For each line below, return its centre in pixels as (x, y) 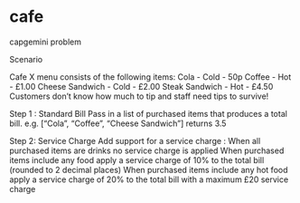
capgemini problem (45, 42)
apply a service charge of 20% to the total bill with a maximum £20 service (149, 179)
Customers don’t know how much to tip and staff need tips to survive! (139, 96)
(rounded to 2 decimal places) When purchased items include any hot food (149, 169)
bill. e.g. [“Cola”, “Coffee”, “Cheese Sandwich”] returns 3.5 (118, 123)
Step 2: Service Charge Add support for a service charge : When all (135, 140)
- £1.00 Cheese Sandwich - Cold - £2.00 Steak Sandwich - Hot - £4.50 (141, 86)
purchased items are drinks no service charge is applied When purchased (147, 150)
